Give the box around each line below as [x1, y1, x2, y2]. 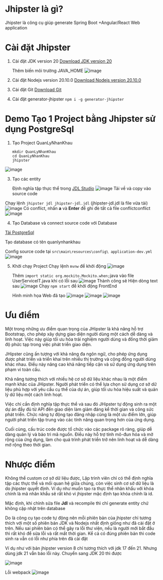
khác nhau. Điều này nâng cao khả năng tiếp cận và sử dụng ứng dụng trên [5, 361, 156, 367]
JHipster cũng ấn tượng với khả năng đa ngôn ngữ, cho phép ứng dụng [5, 351, 147, 357]
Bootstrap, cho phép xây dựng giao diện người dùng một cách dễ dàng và [5, 331, 153, 337]
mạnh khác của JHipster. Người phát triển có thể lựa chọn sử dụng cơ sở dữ [5, 381, 157, 387]
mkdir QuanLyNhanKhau [12, 149, 56, 154]
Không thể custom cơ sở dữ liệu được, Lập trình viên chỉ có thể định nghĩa [5, 475, 153, 481]
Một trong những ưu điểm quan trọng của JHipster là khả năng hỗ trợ [5, 325, 144, 331]
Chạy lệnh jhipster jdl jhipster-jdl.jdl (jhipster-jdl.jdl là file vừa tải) [5, 200, 148, 206]
